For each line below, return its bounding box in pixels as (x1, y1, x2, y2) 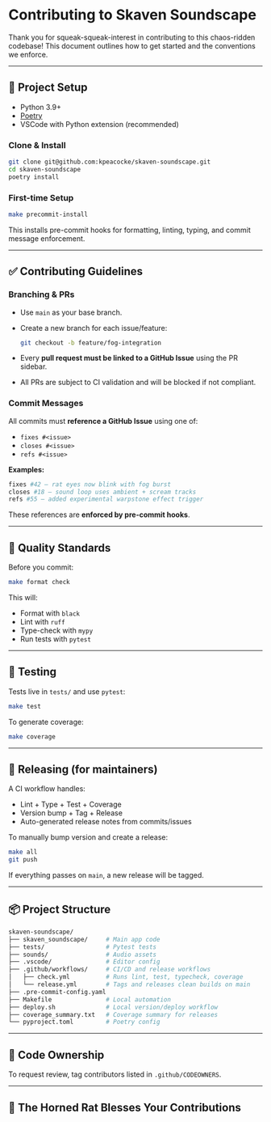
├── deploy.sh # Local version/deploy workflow (8, 1003, 219, 1011)
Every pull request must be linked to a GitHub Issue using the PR (19, 354, 238, 363)
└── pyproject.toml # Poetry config (8, 1018, 161, 1027)
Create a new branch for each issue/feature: (19, 323, 168, 332)
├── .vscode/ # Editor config (8, 958, 161, 966)
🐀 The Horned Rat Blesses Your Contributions (8, 1100, 242, 1114)
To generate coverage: (8, 717, 84, 726)
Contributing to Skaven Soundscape (8, 6, 256, 24)
